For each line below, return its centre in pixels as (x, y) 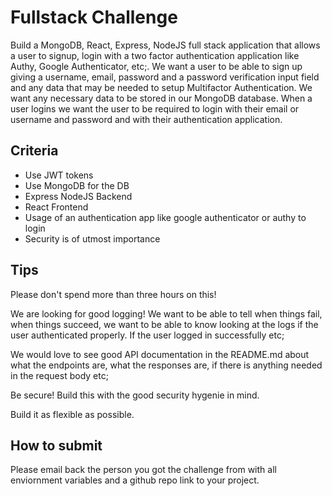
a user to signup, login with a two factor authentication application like (155, 55)
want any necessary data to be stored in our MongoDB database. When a (161, 98)
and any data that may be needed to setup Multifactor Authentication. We (161, 87)
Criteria (34, 151)
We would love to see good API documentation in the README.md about (160, 354)
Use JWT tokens (59, 175)
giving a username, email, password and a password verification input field (165, 77)
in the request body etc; (59, 375)
